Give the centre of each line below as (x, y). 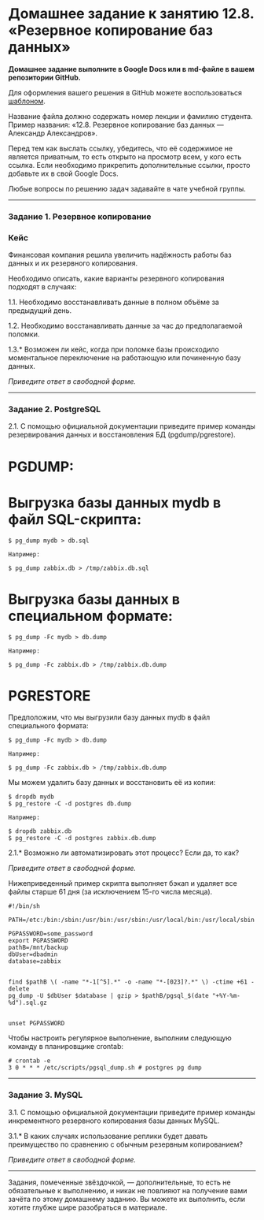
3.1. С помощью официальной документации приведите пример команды (132, 1112)
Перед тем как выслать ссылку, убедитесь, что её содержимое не (121, 148)
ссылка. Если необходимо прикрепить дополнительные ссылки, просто (129, 165)
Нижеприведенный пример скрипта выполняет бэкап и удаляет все (123, 883)
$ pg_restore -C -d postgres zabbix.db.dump (82, 839)
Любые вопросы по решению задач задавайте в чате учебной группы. (127, 188)
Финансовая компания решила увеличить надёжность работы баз (120, 255)
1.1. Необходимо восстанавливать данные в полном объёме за (114, 302)
